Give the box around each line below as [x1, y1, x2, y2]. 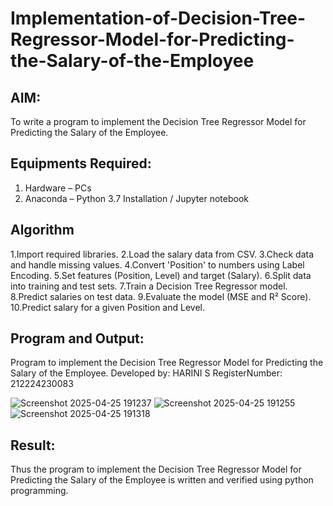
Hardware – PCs [24, 182, 92, 194]
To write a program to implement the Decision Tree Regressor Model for [10, 116, 307, 127]
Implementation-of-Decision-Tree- [10, 7, 307, 30]
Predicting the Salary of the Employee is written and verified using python [10, 474, 314, 486]
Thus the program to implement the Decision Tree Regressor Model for [10, 463, 302, 476]
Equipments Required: [10, 155, 152, 172]
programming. [10, 485, 69, 497]
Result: [10, 437, 56, 454]
